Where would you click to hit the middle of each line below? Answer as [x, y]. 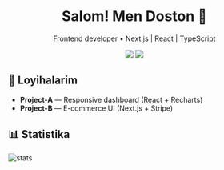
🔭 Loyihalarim [43, 81]
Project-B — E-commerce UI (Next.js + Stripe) [96, 108]
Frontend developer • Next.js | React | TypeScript [134, 38]
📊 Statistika [39, 134]
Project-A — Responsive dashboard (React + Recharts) [111, 99]
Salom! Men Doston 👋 [134, 16]
